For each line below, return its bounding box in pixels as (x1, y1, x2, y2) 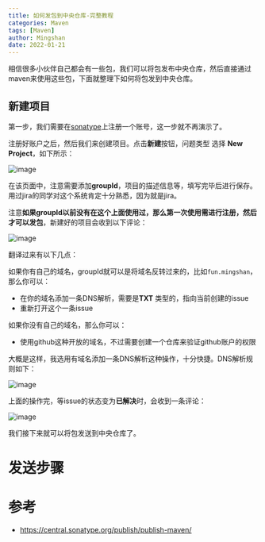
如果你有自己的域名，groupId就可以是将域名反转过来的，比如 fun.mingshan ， (8, 267, 258, 276)
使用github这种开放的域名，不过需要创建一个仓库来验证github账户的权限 (19, 336, 256, 346)
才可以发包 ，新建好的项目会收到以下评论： (8, 217, 148, 227)
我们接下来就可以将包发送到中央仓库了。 (8, 428, 140, 437)
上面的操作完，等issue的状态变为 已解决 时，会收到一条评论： (8, 396, 206, 406)
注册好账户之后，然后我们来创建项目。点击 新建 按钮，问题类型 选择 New (8, 138, 244, 148)
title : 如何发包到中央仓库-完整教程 (8, 11, 113, 20)
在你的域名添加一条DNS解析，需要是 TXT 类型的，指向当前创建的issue (19, 293, 249, 302)
